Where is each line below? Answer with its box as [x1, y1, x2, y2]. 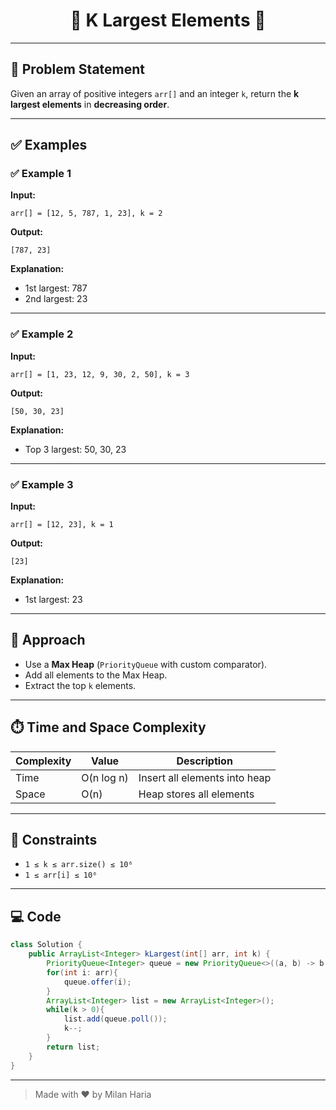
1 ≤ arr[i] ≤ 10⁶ [24, 870, 98, 881]
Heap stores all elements [138, 787, 255, 801]
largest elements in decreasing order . [10, 98, 170, 110]
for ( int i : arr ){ [46, 967, 118, 978]
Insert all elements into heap [138, 770, 272, 784]
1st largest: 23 [24, 594, 83, 606]
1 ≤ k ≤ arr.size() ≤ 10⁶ [24, 860, 133, 870]
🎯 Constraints [10, 832, 98, 849]
